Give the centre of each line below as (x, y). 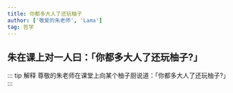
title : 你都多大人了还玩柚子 (45, 14)
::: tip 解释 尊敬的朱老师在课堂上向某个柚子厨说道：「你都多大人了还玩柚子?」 (118, 75)
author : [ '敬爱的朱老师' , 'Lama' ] (55, 20)
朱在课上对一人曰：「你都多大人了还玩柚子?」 (105, 57)
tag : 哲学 (20, 27)
